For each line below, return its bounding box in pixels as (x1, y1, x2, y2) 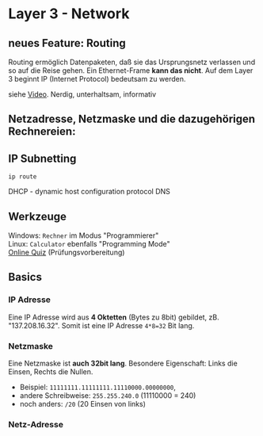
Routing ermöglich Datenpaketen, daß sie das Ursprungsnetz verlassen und (8, 57, 256, 67)
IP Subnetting (8, 151, 77, 165)
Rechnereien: (8, 124, 76, 139)
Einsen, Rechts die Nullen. (8, 367, 93, 377)
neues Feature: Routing (8, 36, 127, 50)
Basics (8, 270, 42, 284)
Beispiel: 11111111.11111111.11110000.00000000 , (19, 382, 176, 392)
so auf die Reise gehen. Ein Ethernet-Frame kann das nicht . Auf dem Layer (8, 66, 253, 75)
